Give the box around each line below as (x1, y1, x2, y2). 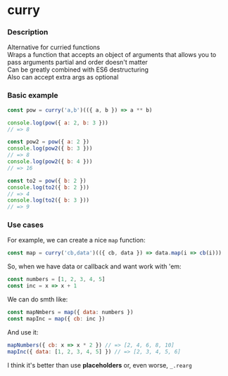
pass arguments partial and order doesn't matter (7, 58, 148, 67)
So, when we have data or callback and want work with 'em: (7, 262, 182, 271)
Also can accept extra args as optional (7, 73, 119, 82)
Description (7, 27, 49, 37)
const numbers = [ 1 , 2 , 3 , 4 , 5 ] (7, 276, 106, 283)
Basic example (7, 91, 58, 101)
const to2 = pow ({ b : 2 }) (7, 177, 87, 184)
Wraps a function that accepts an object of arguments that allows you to (7, 51, 217, 59)
